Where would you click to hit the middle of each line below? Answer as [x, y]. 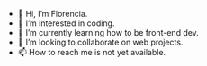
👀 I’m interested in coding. [66, 23]
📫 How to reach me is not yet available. [92, 52]
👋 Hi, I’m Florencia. [53, 14]
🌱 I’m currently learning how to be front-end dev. [108, 33]
